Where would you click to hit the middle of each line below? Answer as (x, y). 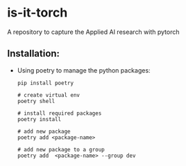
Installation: (34, 54)
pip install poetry (45, 83)
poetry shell (36, 101)
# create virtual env (48, 95)
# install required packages (59, 113)
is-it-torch (37, 13)
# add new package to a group (61, 149)
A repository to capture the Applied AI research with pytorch (93, 32)
